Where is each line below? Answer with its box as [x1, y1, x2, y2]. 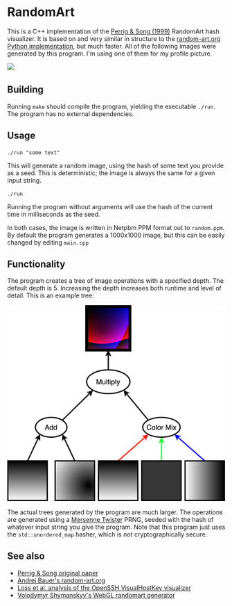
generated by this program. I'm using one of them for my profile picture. [7, 49, 213, 58]
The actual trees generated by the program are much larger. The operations [7, 508, 223, 516]
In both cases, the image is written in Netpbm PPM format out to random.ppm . [7, 223, 225, 231]
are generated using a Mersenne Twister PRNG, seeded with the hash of [7, 515, 214, 523]
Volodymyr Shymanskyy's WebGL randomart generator [17, 591, 175, 599]
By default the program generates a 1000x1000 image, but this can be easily [7, 231, 225, 239]
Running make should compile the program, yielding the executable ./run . [7, 102, 216, 110]
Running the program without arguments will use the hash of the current [7, 202, 213, 211]
